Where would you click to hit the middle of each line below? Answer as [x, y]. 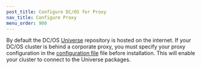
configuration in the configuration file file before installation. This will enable [101, 53]
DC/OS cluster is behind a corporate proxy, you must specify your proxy [96, 47]
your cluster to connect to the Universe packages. [69, 60]
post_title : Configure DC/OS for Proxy [56, 12]
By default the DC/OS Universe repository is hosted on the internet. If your [99, 41]
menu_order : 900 [27, 23]
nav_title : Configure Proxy [42, 18]
